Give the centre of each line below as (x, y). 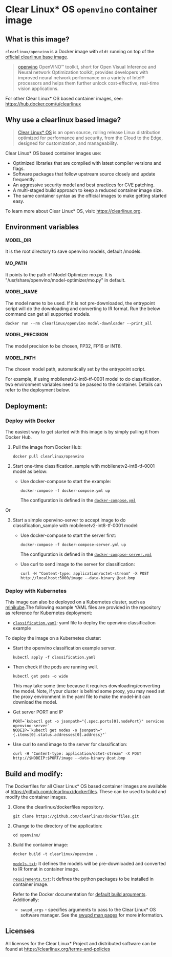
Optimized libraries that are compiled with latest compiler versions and (87, 163)
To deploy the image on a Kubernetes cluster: (53, 638)
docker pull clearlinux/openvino (48, 456)
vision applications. (38, 89)
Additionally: (26, 900)
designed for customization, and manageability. (68, 143)
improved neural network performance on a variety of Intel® (81, 78)
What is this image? (37, 39)
